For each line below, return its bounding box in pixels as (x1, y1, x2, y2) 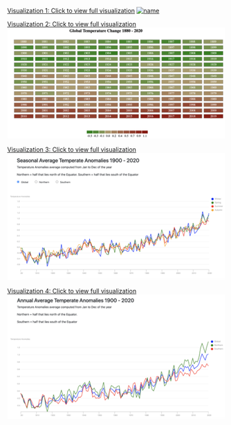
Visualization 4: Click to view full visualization (7, 287, 137, 295)
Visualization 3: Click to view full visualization (7, 145, 137, 154)
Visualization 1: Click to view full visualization (7, 7, 136, 15)
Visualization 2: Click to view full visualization (7, 20, 136, 28)
